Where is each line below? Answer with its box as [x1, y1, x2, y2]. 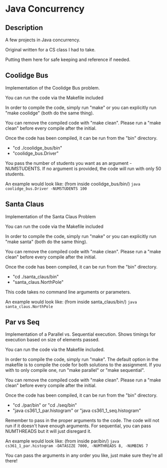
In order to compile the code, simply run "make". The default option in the [5, 357, 158, 363]
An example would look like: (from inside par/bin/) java [5, 438, 119, 444]
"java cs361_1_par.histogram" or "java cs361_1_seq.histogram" [12, 407, 141, 414]
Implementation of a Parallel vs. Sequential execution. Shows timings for [5, 331, 156, 337]
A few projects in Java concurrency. [5, 37, 80, 43]
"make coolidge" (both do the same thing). [5, 110, 94, 116]
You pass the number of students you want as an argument [5, 160, 129, 166]
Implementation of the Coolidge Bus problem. [5, 84, 100, 91]
